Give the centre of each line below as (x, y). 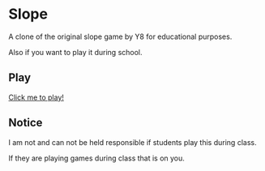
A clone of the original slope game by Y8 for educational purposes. (120, 36)
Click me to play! (36, 97)
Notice (26, 123)
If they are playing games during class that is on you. (96, 158)
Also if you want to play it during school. (76, 52)
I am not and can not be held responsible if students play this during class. (132, 142)
